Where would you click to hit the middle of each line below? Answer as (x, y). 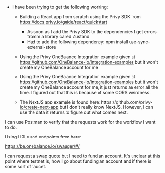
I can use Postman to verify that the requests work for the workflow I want (80, 122)
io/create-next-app (39, 107)
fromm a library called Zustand (58, 37)
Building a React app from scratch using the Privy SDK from (80, 17)
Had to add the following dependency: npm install (77, 42)
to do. (11, 127)
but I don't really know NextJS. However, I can (106, 107)
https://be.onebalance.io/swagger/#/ (43, 146)
